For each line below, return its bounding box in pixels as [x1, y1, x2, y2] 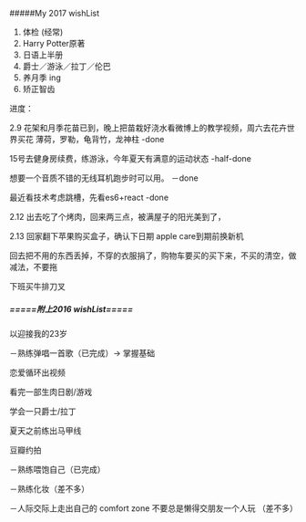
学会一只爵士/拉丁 [9, 405, 77, 416]
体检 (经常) [22, 26, 64, 37]
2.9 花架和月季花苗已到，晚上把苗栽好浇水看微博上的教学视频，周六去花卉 [9, 122, 288, 133]
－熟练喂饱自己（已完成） [9, 464, 106, 475]
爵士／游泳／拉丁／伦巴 [22, 61, 111, 71]
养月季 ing [22, 72, 61, 83]
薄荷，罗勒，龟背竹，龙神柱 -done [35, 134, 165, 144]
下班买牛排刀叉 [9, 281, 66, 291]
